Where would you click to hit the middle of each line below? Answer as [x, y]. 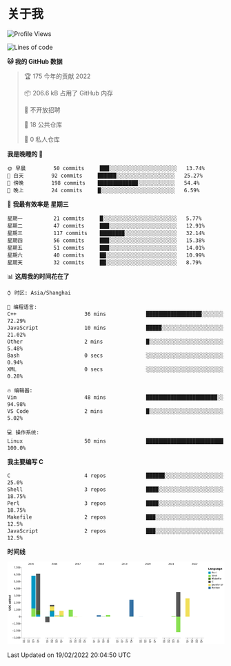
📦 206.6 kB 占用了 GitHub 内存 [69, 93]
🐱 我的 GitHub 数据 [35, 61]
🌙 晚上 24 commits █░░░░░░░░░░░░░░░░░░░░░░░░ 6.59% [103, 190]
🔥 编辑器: [20, 390]
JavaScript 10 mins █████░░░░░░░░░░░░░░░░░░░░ [115, 328]
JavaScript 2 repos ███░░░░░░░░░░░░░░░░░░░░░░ [115, 531]
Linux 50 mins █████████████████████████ [115, 441]
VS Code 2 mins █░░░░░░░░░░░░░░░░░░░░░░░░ [115, 411]
